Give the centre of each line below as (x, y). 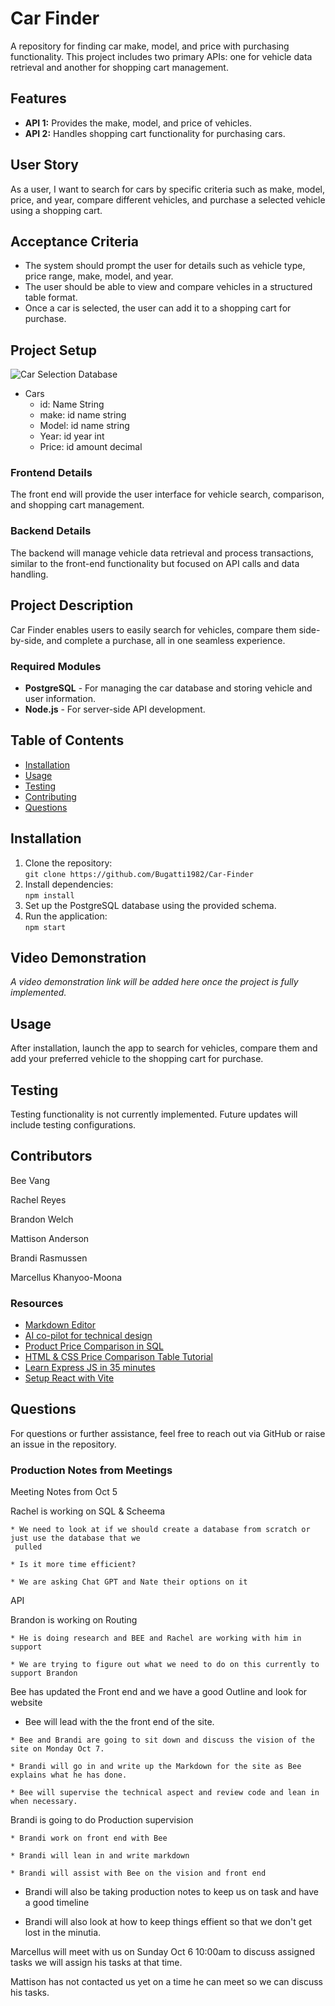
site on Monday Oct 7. (57, 1749)
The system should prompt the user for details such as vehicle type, (165, 266)
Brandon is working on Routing (74, 1620)
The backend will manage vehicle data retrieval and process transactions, (162, 553)
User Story (44, 165)
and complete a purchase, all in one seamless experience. (166, 640)
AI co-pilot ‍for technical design (88, 1336)
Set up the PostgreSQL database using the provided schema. (150, 905)
